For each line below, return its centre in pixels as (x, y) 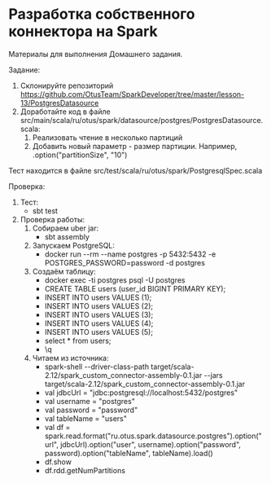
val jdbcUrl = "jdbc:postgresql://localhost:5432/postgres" (141, 393)
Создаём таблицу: (64, 271)
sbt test (45, 211)
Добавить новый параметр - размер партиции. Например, (135, 146)
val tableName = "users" (86, 418)
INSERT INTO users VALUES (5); (98, 332)
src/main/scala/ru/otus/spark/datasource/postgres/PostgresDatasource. (142, 120)
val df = (57, 427)
